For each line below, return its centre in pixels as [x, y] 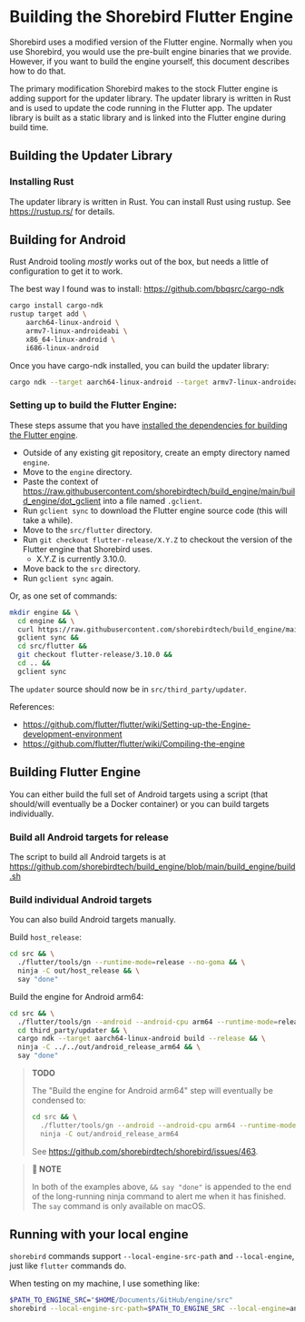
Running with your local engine [99, 1235]
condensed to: [59, 1100]
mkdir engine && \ [44, 612]
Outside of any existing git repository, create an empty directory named [156, 452]
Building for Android [68, 240]
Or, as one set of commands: [64, 595]
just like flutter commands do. [68, 1266]
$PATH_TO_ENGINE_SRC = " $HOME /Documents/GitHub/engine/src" [121, 1300]
